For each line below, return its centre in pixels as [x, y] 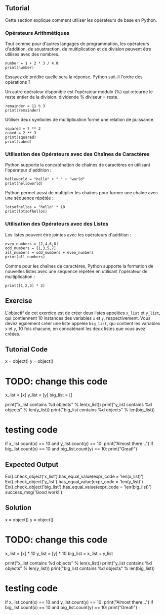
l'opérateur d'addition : [28, 170]
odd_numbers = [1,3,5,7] [31, 248]
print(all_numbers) [25, 257]
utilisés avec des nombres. [32, 55]
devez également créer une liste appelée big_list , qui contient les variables [83, 323]
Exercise [19, 301]
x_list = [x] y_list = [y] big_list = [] [39, 395]
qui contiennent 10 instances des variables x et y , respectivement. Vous [78, 318]
